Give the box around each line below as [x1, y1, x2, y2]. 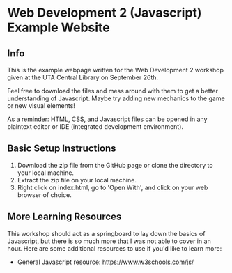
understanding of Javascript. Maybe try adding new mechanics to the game [7, 94, 225, 102]
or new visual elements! [7, 102, 75, 109]
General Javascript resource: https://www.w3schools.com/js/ [17, 258, 194, 266]
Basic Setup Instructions [7, 143, 116, 155]
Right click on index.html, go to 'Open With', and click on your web [17, 183, 208, 192]
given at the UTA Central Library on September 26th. [7, 73, 159, 81]
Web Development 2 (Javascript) [7, 5, 202, 21]
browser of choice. [17, 190, 72, 199]
